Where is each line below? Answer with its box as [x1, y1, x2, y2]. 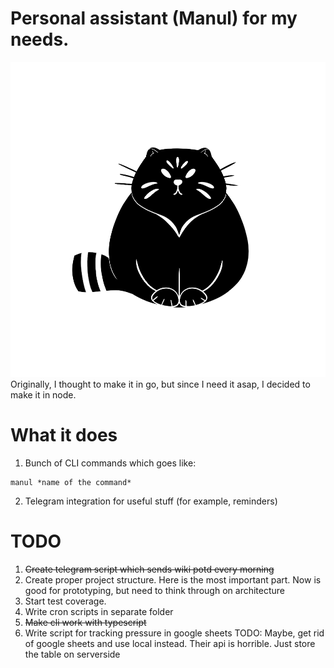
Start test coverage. [24, 595, 107, 607]
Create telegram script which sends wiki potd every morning [24, 563, 275, 575]
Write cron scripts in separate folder [24, 605, 174, 617]
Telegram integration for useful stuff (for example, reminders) [24, 495, 278, 507]
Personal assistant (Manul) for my [10, 7, 298, 30]
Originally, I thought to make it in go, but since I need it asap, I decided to [10, 378, 311, 390]
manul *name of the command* [10, 477, 132, 487]
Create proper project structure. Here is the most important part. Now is [24, 573, 322, 586]
